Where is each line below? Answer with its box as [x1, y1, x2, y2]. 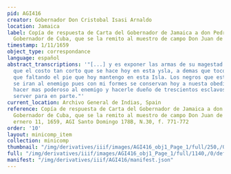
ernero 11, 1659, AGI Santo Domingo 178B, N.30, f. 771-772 [13, 118, 189, 125]
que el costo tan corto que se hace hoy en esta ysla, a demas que [13, 67, 211, 74]
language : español [7, 55, 60, 62]
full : [7, 150, 23, 158]
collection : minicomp [7, 138, 69, 145]
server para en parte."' [13, 93, 85, 100]
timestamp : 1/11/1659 [7, 42, 69, 49]
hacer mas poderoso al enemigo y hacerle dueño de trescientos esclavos [13, 86, 226, 93]
